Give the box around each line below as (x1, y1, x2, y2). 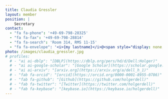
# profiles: (5, 53, 30, 59)
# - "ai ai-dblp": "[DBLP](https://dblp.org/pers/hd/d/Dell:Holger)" (9, 58, 157, 63)
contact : (5, 26, 23, 31)
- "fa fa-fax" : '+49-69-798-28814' (9, 35, 84, 40)
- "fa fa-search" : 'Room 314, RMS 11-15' (9, 40, 97, 45)
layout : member (5, 12, 37, 17)
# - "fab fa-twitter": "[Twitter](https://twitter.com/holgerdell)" (9, 81, 155, 86)
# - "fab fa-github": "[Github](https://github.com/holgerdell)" (9, 77, 149, 82)
